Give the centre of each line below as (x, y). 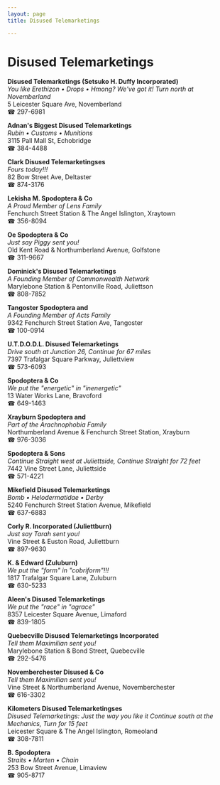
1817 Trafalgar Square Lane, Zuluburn (62, 578)
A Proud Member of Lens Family (55, 206)
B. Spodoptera (29, 753)
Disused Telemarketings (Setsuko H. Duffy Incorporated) (93, 82)
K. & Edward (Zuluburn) (43, 563)
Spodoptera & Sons (37, 454)
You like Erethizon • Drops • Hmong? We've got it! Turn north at (100, 89)
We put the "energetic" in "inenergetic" (65, 388)
